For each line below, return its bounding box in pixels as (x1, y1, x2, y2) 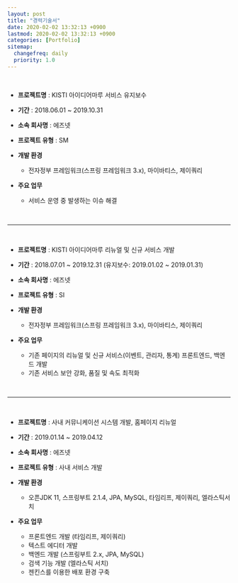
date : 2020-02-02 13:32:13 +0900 (7, 23, 106, 30)
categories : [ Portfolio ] (7, 37, 81, 44)
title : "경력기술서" (7, 17, 61, 24)
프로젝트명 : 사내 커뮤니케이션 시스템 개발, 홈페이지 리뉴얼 (17, 418, 177, 426)
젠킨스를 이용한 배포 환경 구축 (28, 567, 110, 576)
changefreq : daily (13, 50, 69, 57)
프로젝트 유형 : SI (17, 290, 65, 299)
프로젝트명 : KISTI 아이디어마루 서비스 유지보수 (17, 90, 147, 99)
